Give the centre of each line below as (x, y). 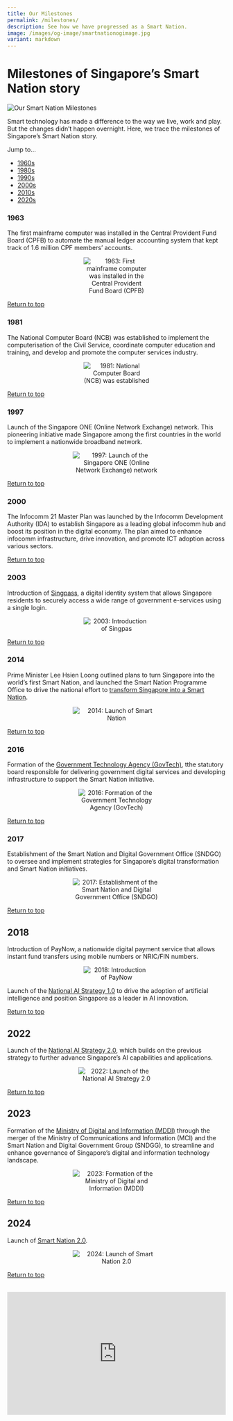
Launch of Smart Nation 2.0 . (48, 1240)
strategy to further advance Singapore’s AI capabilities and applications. (110, 1058)
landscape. (23, 1160)
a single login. (27, 607)
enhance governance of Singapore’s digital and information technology (109, 1152)
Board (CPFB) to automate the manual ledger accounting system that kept (113, 240)
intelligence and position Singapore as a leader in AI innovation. (98, 999)
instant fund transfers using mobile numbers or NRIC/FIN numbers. (103, 957)
